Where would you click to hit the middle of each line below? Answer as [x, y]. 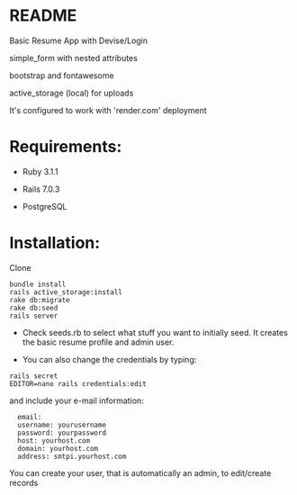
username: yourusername [62, 425]
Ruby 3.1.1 [40, 171]
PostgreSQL [45, 206]
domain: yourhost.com [58, 448]
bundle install [38, 284]
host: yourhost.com [54, 441]
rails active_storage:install [66, 292]
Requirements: [66, 147]
